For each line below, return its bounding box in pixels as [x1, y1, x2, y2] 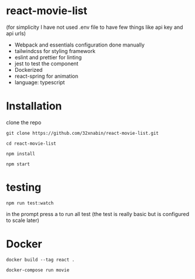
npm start [6, 161, 31, 167]
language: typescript [14, 78, 65, 86]
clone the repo [6, 119, 42, 126]
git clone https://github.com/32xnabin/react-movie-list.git [6, 130, 159, 136]
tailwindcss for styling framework [14, 47, 96, 54]
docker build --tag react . [6, 257, 75, 263]
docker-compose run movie [6, 267, 69, 273]
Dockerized [14, 66, 43, 73]
